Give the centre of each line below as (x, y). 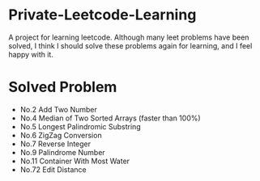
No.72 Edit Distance (53, 169)
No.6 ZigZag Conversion (61, 135)
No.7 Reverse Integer (55, 144)
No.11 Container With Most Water (75, 161)
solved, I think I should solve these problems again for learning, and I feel (130, 45)
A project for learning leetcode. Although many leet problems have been (129, 37)
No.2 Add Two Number (58, 109)
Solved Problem (63, 87)
